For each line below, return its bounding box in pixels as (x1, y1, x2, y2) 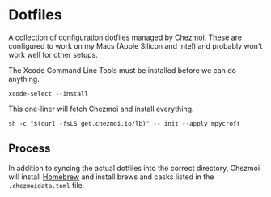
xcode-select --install (8, 89, 89, 98)
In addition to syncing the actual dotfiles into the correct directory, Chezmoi (8, 163, 260, 173)
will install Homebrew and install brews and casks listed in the (8, 172, 214, 182)
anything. (8, 74, 40, 84)
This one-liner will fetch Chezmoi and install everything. (8, 104, 194, 113)
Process (8, 142, 51, 156)
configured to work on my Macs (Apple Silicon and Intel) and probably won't (8, 41, 263, 50)
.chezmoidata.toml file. (8, 180, 85, 190)
